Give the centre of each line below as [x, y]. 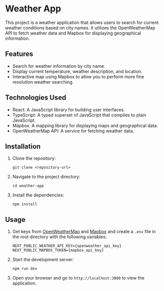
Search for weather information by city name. [59, 66]
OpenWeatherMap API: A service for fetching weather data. [73, 131]
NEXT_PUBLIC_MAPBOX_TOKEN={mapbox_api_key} [58, 250]
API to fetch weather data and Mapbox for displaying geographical [73, 33]
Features [19, 54]
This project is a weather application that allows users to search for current [82, 22]
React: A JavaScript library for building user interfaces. [69, 110]
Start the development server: [43, 260]
